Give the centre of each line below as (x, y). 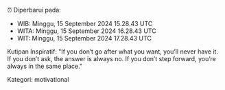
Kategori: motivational (38, 79)
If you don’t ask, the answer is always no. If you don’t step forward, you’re (111, 59)
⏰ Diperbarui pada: (34, 10)
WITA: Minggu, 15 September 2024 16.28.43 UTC (86, 31)
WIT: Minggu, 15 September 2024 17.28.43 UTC (84, 38)
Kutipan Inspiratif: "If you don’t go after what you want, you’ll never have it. (113, 52)
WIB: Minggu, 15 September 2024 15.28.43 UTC (85, 24)
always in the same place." (45, 66)
